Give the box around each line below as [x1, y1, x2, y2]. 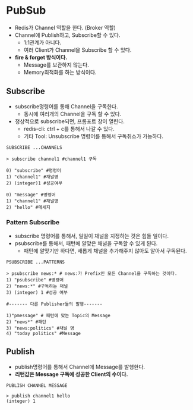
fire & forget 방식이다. [14, 54, 68, 61]
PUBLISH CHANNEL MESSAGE [6, 382, 68, 389]
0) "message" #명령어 [6, 192, 56, 198]
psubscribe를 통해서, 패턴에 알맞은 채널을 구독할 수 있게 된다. [14, 240, 158, 247]
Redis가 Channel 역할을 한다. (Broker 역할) [14, 24, 116, 31]
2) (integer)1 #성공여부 [6, 180, 63, 186]
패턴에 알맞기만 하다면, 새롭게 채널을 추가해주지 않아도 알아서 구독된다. [23, 248, 187, 255]
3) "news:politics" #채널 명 [6, 326, 75, 331]
